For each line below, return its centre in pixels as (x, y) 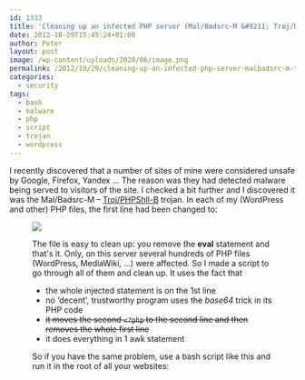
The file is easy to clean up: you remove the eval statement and (151, 244)
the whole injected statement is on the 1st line (130, 290)
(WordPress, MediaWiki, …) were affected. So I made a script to (151, 263)
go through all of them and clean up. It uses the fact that (138, 273)
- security (38, 85)
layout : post (34, 52)
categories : (32, 77)
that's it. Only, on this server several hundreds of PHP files (141, 253)
